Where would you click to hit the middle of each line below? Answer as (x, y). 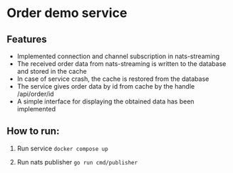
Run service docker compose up (62, 148)
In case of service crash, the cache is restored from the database (113, 79)
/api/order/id (35, 94)
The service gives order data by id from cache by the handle (106, 86)
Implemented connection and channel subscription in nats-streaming (118, 56)
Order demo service (67, 13)
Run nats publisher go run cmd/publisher (77, 162)
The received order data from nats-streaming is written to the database (121, 64)
